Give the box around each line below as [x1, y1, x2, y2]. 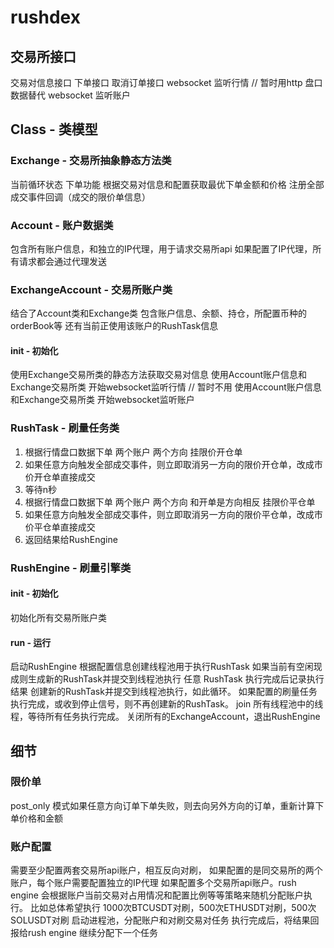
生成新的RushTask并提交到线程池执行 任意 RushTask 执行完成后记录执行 [27, 673, 325, 685]
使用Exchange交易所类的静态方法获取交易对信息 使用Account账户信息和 [10, 369, 308, 381]
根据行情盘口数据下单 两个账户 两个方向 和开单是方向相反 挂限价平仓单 [24, 496, 316, 508]
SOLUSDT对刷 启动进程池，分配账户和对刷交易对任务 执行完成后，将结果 [10, 914, 311, 926]
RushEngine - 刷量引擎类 [10, 561, 132, 575]
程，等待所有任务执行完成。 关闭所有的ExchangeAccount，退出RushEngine [10, 711, 321, 723]
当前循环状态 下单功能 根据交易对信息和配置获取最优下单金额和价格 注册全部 [10, 178, 325, 190]
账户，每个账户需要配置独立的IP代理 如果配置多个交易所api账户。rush [10, 877, 297, 889]
